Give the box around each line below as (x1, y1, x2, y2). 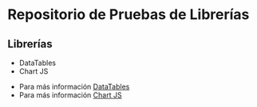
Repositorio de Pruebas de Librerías (7, 6, 250, 24)
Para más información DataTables (18, 82, 130, 91)
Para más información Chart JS (18, 90, 122, 100)
